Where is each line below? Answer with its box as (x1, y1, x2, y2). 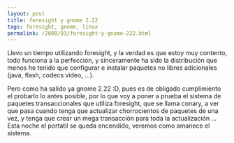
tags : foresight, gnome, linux (7, 23, 98, 30)
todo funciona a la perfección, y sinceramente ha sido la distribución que (7, 57, 218, 65)
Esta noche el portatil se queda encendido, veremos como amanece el (7, 121, 210, 130)
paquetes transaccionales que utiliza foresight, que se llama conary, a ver (7, 99, 219, 108)
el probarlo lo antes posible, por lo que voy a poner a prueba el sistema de (7, 92, 221, 100)
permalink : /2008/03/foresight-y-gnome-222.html (7, 29, 152, 37)
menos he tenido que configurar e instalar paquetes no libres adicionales (7, 63, 218, 72)
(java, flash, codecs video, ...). (7, 71, 94, 80)
